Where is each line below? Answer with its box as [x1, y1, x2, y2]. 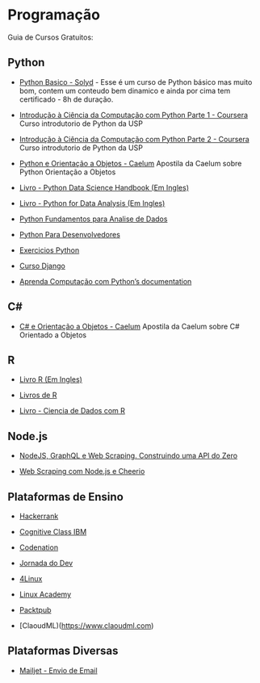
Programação [7, 6, 100, 24]
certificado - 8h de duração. [19, 94, 114, 104]
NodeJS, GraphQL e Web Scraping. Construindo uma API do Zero [19, 450, 238, 461]
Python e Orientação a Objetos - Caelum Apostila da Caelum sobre [19, 158, 242, 168]
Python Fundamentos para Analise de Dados [19, 214, 168, 224]
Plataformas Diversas [7, 644, 119, 658]
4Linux [19, 574, 43, 583]
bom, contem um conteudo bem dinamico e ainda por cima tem [19, 86, 231, 95]
